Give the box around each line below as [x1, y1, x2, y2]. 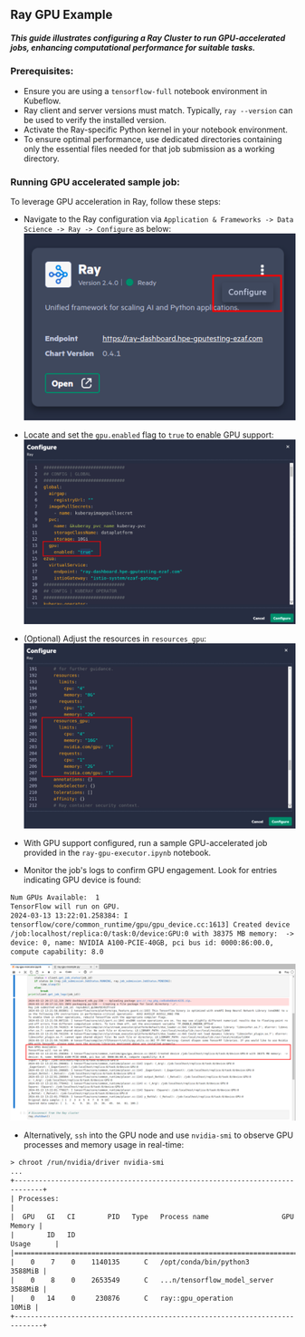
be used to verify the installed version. [23, 114, 167, 125]
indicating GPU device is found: [23, 874, 141, 885]
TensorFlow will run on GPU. [10, 901, 120, 911]
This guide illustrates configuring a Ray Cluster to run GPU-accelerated [10, 32, 286, 43]
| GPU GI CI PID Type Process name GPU [10, 1213, 295, 1222]
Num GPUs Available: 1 [10, 892, 100, 902]
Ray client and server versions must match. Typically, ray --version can [23, 104, 293, 116]
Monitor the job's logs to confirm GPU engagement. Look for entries [23, 864, 278, 875]
